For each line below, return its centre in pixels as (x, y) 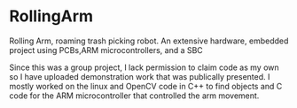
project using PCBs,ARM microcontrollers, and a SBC (106, 50)
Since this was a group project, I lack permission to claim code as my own (144, 67)
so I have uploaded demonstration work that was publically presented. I (140, 76)
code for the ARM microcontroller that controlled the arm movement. (134, 96)
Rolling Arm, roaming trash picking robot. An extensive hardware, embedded (149, 41)
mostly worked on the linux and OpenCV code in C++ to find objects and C (146, 86)
